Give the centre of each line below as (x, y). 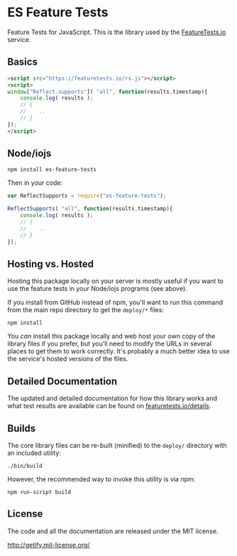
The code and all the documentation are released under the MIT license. (113, 531)
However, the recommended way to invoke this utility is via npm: (101, 479)
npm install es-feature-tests (52, 170)
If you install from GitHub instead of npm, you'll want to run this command (115, 302)
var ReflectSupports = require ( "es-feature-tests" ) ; (87, 196)
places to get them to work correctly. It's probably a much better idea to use (119, 351)
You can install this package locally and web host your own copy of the (111, 336)
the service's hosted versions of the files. (68, 359)
